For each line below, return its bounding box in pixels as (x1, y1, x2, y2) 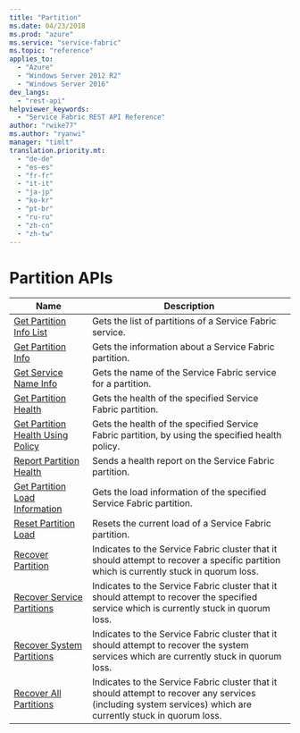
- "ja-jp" (17, 188, 54, 197)
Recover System (13, 639, 83, 652)
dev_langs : (9, 88, 50, 97)
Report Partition (13, 455, 80, 468)
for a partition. (92, 377, 152, 390)
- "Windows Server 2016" (17, 80, 110, 88)
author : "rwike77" (9, 122, 78, 131)
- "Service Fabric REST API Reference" (17, 113, 166, 122)
